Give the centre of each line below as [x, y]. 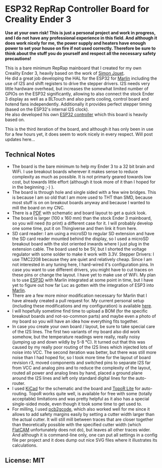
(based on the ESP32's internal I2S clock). [47, 109]
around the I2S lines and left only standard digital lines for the [73, 378]
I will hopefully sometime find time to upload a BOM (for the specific [80, 311]
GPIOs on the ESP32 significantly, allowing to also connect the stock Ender [80, 94]
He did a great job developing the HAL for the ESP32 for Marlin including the [81, 78]
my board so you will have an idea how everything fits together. [75, 321]
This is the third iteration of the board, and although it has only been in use [79, 129]
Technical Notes [30, 155]
